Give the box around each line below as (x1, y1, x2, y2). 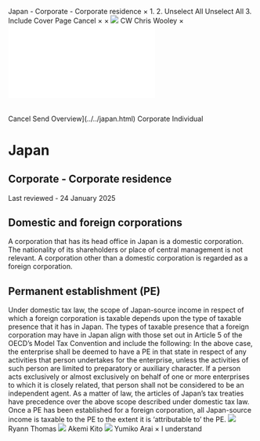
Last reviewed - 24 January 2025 (8, 193, 116, 202)
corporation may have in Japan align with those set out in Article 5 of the (8, 330, 243, 340)
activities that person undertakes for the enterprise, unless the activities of (8, 355, 249, 365)
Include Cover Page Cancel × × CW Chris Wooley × (8, 16, 184, 25)
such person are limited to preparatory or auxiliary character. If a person (8, 364, 241, 374)
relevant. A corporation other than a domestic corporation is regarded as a (8, 253, 248, 263)
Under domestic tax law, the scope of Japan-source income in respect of (8, 305, 244, 315)
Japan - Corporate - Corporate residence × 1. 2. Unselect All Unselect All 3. (8, 7, 252, 16)
